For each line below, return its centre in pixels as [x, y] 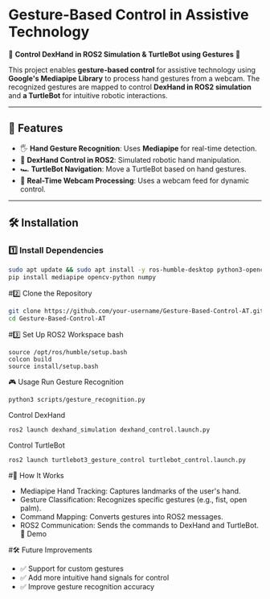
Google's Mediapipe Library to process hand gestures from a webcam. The [134, 78]
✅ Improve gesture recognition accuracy [87, 586]
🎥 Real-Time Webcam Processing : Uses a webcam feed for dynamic [135, 180]
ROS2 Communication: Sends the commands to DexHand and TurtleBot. [139, 525]
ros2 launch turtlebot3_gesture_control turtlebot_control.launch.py [127, 460]
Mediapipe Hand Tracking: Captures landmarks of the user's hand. [130, 491]
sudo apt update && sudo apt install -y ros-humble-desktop [111, 270]
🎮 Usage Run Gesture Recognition [66, 382]
